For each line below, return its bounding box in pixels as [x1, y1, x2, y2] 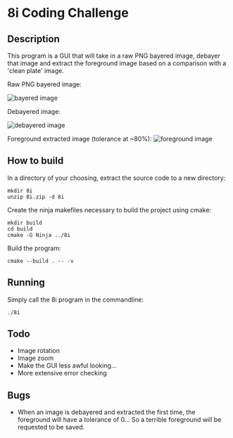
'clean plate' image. [7, 67, 65, 75]
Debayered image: [7, 108, 61, 115]
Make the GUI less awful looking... [17, 361, 117, 370]
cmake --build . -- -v [7, 257, 74, 264]
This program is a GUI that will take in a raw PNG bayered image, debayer [7, 51, 220, 60]
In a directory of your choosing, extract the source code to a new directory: [7, 174, 226, 182]
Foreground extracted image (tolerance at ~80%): [7, 135, 153, 143]
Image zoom [17, 354, 54, 363]
